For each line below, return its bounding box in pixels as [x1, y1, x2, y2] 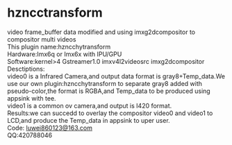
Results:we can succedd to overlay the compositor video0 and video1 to [7, 109, 213, 117]
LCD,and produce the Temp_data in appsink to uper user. [7, 116, 170, 124]
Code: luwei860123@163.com [7, 123, 92, 132]
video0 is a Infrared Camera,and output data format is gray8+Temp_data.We [7, 71, 226, 80]
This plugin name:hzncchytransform [7, 42, 111, 51]
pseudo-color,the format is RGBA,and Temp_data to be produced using [7, 87, 210, 95]
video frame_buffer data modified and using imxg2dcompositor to [7, 28, 196, 36]
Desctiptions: [7, 65, 45, 73]
